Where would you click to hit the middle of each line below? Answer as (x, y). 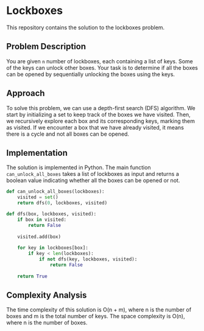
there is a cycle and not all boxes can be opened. (68, 134)
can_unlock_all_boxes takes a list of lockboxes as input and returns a (93, 174)
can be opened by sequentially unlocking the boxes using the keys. (91, 74)
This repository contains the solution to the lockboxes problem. (86, 27)
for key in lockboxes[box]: (53, 248)
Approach (26, 93)
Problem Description (46, 47)
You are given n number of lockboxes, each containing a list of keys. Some (100, 61)
